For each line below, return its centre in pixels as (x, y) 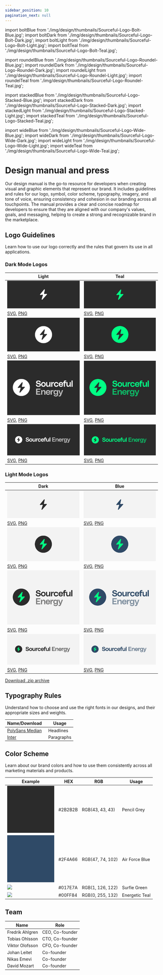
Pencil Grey (133, 810)
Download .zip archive (27, 681)
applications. (18, 252)
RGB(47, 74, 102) (100, 859)
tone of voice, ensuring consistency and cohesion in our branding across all (81, 199)
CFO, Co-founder (60, 945)
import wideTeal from (72, 146)
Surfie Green (135, 888)
